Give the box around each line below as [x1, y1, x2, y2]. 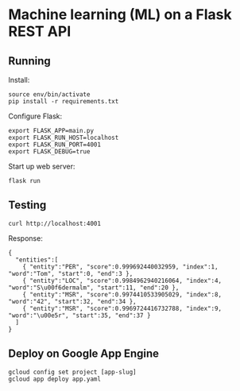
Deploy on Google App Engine [8, 347, 160, 361]
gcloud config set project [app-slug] [8, 368, 137, 376]
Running [8, 54, 52, 68]
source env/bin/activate [8, 91, 91, 99]
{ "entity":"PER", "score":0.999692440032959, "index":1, [22, 262, 219, 271]
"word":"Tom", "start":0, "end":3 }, [8, 269, 134, 277]
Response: [8, 233, 44, 243]
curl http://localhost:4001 [8, 219, 102, 227]
